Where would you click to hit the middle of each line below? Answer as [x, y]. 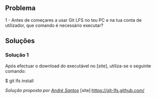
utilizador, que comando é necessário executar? [54, 25]
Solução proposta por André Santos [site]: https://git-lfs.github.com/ [75, 90]
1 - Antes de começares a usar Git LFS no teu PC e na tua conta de [74, 20]
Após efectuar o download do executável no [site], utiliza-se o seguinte [78, 66]
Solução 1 [17, 55]
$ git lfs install [19, 81]
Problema [20, 8]
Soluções [20, 41]
